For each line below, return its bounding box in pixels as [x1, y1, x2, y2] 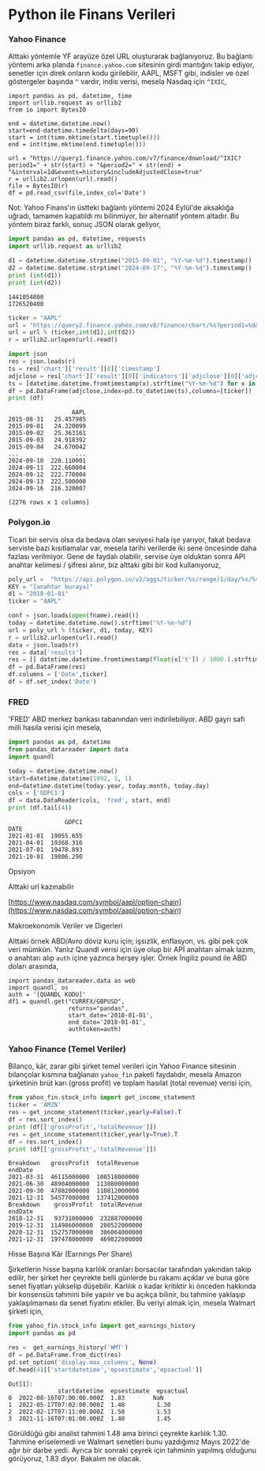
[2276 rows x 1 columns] [8, 498, 90, 507]
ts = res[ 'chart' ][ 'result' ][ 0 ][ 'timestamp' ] [8, 365, 160, 372]
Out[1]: [8, 1380, 34, 1388]
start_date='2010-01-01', [68, 1012, 154, 1019]
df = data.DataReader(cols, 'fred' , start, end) [8, 796, 171, 804]
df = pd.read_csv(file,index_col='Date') [8, 189, 147, 197]
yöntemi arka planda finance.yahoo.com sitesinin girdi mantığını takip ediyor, [8, 60, 255, 70]
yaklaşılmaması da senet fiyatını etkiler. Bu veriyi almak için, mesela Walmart [8, 1299, 256, 1308]
